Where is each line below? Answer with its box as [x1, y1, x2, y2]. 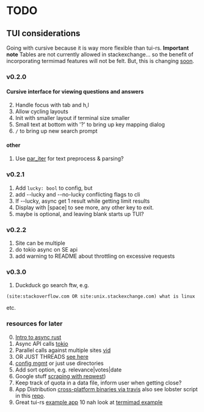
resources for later [6, 320, 63, 328]
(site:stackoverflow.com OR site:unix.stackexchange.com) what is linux [6, 293, 195, 300]
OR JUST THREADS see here [15, 353, 89, 360]
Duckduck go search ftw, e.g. [15, 282, 90, 289]
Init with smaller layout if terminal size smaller [15, 114, 130, 122]
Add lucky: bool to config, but [15, 184, 93, 192]
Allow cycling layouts [15, 108, 68, 115]
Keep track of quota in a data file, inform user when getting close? [15, 379, 182, 386]
